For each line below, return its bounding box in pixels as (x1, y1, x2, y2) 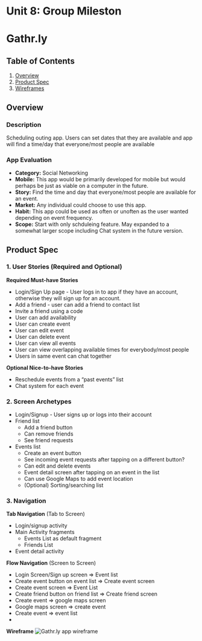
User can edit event (14, 326, 65, 333)
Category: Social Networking (14, 169, 89, 176)
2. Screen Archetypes (6, 397, 72, 405)
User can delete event (14, 333, 71, 340)
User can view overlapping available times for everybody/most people (14, 346, 189, 353)
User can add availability (14, 314, 77, 321)
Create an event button (24, 449, 81, 457)
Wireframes (14, 85, 45, 92)
